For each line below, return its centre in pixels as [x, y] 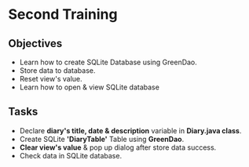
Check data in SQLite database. [71, 155]
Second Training [63, 15]
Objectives [35, 44]
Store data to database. [57, 71]
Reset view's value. [51, 79]
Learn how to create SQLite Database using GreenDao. [108, 62]
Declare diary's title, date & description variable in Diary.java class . [130, 130]
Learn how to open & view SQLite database [89, 87]
